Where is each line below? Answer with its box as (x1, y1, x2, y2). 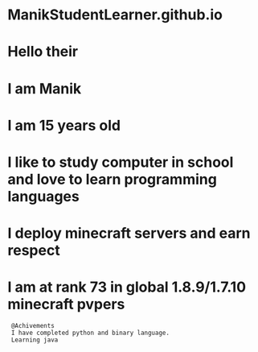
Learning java (10, 336, 59, 344)
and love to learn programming (7, 170, 218, 188)
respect (7, 242, 61, 259)
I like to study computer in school (7, 153, 234, 171)
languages (7, 187, 80, 205)
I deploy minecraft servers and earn (7, 224, 251, 242)
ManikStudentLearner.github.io (7, 6, 223, 24)
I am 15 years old (7, 116, 121, 135)
